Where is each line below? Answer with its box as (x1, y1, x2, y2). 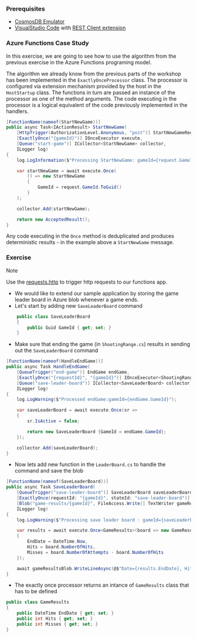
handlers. (6, 108, 29, 115)
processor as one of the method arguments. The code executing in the (6, 95, 177, 102)
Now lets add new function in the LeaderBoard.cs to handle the (14, 461, 166, 468)
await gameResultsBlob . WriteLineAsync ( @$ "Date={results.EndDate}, (16, 566, 182, 571)
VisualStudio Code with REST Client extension (14, 24, 126, 31)
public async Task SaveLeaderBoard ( (6, 484, 96, 490)
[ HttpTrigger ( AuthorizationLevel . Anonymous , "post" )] (16, 130, 151, 136)
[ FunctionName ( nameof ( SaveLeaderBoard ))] (6, 478, 109, 484)
